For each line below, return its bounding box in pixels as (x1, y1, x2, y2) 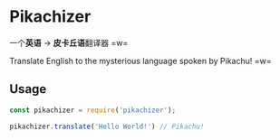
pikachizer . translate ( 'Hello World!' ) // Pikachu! (9, 122, 205, 131)
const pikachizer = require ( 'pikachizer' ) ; (9, 106, 177, 115)
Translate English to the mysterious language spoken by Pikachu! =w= (9, 55, 272, 66)
